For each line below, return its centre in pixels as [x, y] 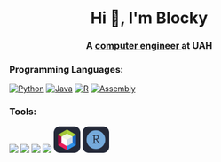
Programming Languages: [67, 70]
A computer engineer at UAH [149, 46]
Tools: [23, 112]
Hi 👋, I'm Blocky [149, 18]
